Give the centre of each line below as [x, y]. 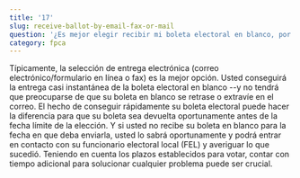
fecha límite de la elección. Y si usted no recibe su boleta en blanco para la [148, 126]
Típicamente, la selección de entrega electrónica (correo [114, 68]
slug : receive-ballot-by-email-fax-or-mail [92, 26]
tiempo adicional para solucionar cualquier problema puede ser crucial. [141, 164]
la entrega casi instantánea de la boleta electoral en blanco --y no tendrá [144, 87]
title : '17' [31, 18]
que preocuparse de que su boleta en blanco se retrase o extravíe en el [141, 97]
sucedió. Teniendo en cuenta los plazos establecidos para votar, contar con [150, 155]
